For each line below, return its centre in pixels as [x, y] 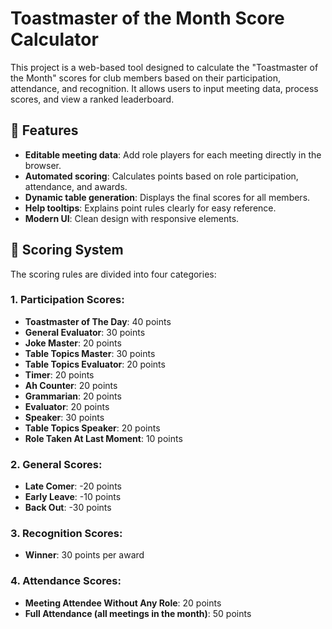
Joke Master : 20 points [73, 343]
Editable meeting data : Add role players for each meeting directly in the [173, 154]
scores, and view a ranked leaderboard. [92, 99]
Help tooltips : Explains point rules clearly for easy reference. [150, 208]
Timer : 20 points [59, 374]
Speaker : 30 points [64, 417]
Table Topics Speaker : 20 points [92, 428]
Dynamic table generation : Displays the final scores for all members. [167, 197]
